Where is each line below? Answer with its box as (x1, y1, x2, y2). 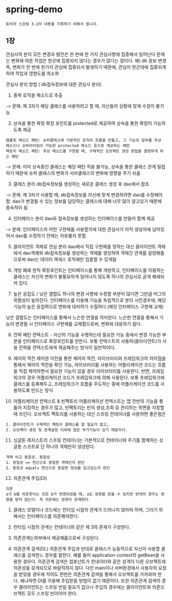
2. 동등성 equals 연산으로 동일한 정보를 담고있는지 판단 (6, 465, 110, 471)
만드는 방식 (31, 387, 53, 393)
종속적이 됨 (6, 204, 28, 211)
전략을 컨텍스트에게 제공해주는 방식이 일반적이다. (18, 344, 116, 351)
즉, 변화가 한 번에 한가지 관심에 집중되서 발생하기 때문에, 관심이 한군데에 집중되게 (6, 64, 166, 70)
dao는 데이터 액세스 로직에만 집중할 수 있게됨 (27, 256, 117, 262)
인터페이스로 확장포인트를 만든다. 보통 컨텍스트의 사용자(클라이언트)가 (22, 338, 161, 344)
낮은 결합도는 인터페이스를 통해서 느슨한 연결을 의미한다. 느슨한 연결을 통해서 (6, 314, 159, 320)
